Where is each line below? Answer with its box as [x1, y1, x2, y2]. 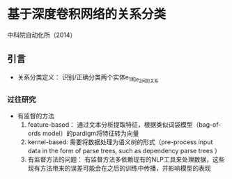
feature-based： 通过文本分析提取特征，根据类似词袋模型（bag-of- [27, 120, 222, 129]
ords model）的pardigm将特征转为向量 [27, 130, 139, 138]
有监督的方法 [17, 112, 54, 120]
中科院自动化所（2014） [7, 31, 77, 39]
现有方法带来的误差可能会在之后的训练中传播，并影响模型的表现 [27, 164, 211, 173]
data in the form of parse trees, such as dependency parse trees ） [27, 147, 221, 155]
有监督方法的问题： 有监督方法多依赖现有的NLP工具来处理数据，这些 [27, 155, 225, 164]
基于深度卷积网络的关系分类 [7, 6, 167, 22]
